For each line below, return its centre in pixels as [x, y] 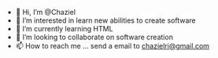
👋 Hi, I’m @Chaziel [46, 12]
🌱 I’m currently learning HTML [64, 29]
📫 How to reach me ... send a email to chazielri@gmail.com [113, 46]
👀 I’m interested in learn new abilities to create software [106, 20]
